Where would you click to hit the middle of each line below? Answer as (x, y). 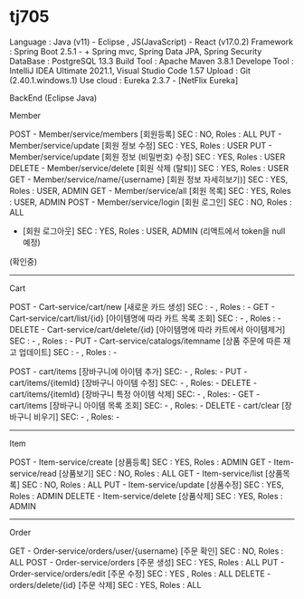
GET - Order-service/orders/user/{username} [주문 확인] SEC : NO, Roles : (147, 551)
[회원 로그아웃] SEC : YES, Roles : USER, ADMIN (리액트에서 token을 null (154, 231)
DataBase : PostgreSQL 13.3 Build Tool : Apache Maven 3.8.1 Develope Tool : (152, 61)
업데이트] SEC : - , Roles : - (68, 352)
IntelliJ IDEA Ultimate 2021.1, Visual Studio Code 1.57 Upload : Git (130, 71)
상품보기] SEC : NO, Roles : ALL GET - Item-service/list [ (165, 473)
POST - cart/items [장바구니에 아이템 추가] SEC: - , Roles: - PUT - (128, 371)
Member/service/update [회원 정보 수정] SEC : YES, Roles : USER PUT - (141, 145)
